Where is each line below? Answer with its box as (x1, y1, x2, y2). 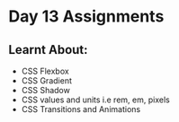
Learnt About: (8, 42, 88, 57)
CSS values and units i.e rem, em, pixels (21, 94, 170, 105)
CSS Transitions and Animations (21, 104, 141, 114)
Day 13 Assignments (8, 6, 165, 27)
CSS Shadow (21, 85, 71, 95)
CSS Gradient (21, 75, 73, 86)
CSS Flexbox (21, 65, 69, 76)
